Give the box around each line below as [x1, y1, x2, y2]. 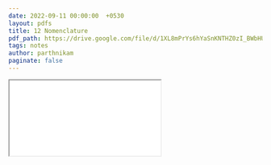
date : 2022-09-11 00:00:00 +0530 [8, 11, 125, 20]
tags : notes [8, 42, 48, 50]
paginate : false [8, 57, 63, 65]
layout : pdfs [8, 19, 52, 27]
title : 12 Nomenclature [8, 27, 89, 35]
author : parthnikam [8, 49, 74, 57]
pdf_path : [8, 34, 42, 43]
